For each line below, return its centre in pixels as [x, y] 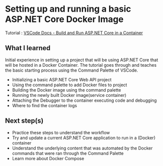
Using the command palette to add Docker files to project [70, 85]
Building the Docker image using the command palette [66, 90]
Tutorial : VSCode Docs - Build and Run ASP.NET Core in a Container [74, 33]
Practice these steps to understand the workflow [61, 132]
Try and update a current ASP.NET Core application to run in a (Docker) [84, 138]
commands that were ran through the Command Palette [68, 153]
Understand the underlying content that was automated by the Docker [82, 148]
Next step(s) [24, 121]
